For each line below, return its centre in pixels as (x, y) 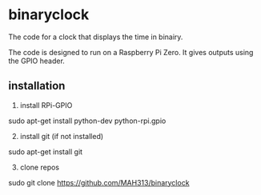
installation (37, 86)
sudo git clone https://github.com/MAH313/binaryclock (99, 182)
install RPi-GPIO (46, 105)
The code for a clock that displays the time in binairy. (96, 37)
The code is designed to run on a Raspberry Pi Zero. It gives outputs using (131, 52)
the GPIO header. (37, 61)
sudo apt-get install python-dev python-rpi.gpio (87, 121)
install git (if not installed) (62, 136)
